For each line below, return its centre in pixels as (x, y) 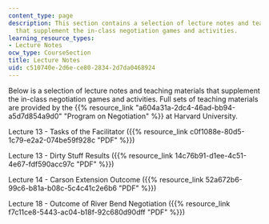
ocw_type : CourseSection (50, 53)
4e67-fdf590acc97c (42, 164)
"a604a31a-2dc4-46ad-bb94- (185, 107)
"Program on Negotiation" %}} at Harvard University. (151, 116)
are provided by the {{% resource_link (71, 107)
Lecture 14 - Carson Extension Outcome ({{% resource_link (106, 179)
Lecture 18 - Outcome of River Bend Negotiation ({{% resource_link (119, 203)
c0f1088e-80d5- (217, 131)
